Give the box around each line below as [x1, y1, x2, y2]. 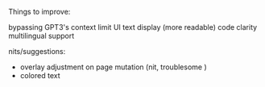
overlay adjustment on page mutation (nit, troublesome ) [19, 62, 207, 72]
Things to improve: [8, 7, 71, 16]
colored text [19, 71, 60, 80]
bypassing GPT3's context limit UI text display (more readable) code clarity [8, 23, 258, 31]
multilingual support [8, 31, 75, 40]
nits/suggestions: [8, 47, 66, 56]
